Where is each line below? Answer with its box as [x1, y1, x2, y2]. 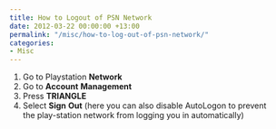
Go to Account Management [22, 81, 133, 92]
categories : [9, 38, 54, 48]
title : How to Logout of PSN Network [9, 13, 153, 23]
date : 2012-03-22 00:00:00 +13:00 [9, 22, 141, 31]
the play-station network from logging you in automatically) [22, 110, 245, 121]
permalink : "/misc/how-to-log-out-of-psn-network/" [9, 30, 209, 39]
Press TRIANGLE [22, 91, 87, 102]
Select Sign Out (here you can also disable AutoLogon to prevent [22, 100, 267, 111]
